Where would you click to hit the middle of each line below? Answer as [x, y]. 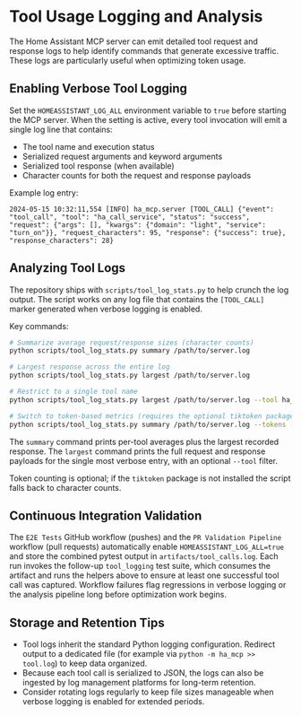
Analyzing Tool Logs [68, 268]
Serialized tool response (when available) [98, 166]
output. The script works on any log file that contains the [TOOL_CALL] [137, 299]
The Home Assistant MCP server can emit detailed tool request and [133, 41]
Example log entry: [44, 192]
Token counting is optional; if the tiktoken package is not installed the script [150, 478]
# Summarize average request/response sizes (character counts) [132, 343]
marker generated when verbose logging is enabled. [106, 309]
